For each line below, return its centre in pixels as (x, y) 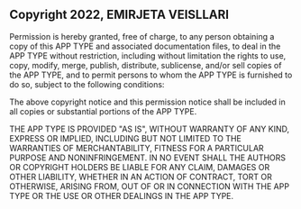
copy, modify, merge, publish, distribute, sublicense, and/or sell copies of (146, 65)
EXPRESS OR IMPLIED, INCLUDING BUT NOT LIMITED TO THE (125, 138)
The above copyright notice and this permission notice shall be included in (147, 102)
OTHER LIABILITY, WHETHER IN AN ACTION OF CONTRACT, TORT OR (141, 177)
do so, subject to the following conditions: (87, 84)
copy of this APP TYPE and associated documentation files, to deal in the (145, 46)
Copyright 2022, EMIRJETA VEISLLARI (119, 15)
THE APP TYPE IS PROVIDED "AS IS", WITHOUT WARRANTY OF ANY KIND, (150, 129)
